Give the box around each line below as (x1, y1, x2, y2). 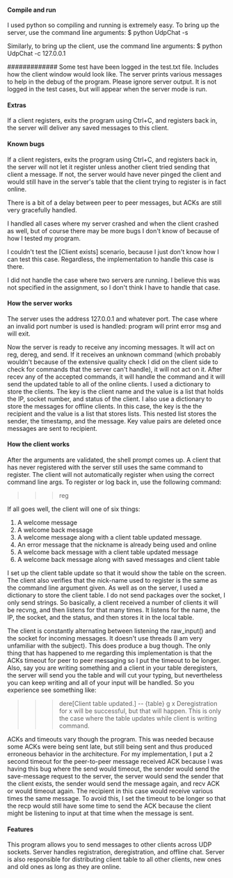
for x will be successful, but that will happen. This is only (58, 707, 221, 715)
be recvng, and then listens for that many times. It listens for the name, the (7, 606, 220, 614)
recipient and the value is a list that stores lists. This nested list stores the (7, 409, 217, 418)
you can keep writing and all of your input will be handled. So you (7, 679, 195, 687)
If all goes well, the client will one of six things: (7, 505, 140, 513)
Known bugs (7, 140, 45, 148)
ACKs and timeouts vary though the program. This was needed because (7, 735, 214, 744)
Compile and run (7, 6, 56, 14)
